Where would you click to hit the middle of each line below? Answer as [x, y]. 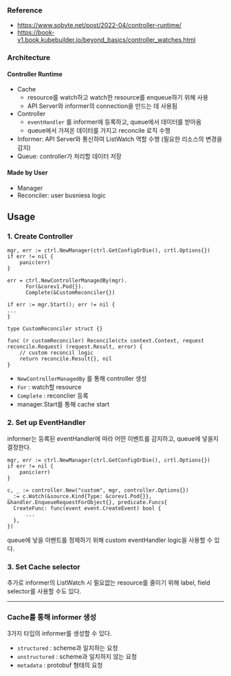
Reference [25, 10]
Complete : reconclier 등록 [53, 396]
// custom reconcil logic [57, 353]
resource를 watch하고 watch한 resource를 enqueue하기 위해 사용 [118, 98]
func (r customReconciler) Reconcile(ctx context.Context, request [106, 341]
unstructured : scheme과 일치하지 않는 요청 [77, 657]
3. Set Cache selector [44, 567]
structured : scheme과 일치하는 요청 [67, 648]
